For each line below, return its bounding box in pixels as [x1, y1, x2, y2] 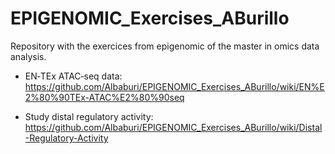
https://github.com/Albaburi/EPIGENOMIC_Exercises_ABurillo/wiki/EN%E [24, 80, 325, 92]
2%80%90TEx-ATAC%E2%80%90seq [24, 91, 185, 103]
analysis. [10, 50, 47, 62]
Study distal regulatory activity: [24, 110, 154, 122]
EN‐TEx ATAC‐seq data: [24, 70, 123, 82]
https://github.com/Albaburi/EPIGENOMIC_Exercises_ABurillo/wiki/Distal [24, 121, 323, 133]
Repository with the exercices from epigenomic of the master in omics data [10, 40, 320, 52]
